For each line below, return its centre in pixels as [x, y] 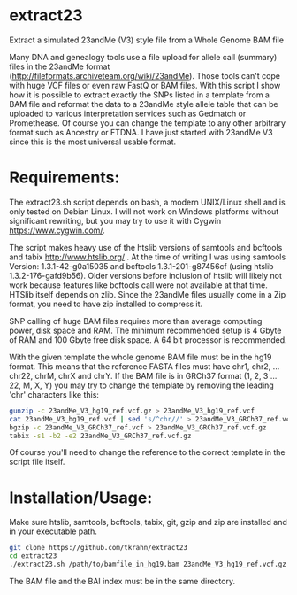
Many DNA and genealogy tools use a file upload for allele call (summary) [143, 57]
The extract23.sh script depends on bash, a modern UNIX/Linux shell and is [147, 202]
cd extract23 [33, 556]
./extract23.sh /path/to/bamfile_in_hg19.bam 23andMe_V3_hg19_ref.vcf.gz [148, 564]
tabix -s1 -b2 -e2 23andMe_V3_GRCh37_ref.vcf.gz [100, 436]
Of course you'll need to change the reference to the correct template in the [147, 452]
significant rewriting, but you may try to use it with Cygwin [115, 220]
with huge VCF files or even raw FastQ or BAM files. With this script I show [145, 85]
